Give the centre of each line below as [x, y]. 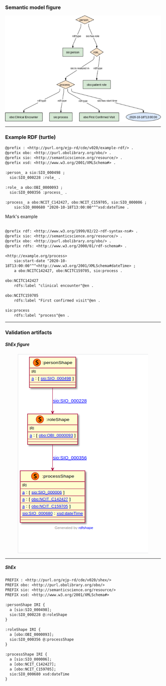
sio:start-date [30, 261]
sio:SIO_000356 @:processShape [42, 639]
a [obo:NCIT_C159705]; [33, 669]
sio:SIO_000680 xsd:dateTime [40, 674]
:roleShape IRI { [23, 630]
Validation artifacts [29, 332]
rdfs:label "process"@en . [42, 316]
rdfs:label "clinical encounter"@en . [54, 286]
